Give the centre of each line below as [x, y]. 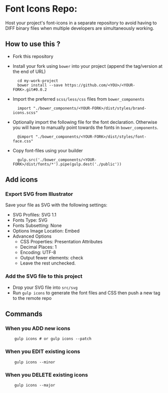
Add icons [22, 180]
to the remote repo [32, 298]
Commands [24, 314]
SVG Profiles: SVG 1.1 [34, 215]
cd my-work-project [38, 81]
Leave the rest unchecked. [48, 263]
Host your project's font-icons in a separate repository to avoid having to [81, 23]
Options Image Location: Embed [46, 231]
